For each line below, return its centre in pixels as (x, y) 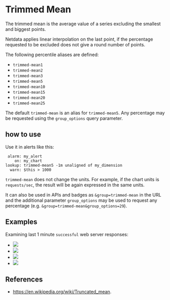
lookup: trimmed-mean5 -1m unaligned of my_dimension (64, 165)
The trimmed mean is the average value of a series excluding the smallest (83, 24)
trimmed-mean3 (28, 76)
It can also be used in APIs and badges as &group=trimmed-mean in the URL (83, 195)
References (24, 279)
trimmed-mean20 (29, 98)
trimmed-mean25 (29, 103)
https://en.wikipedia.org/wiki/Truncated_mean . (62, 292)
